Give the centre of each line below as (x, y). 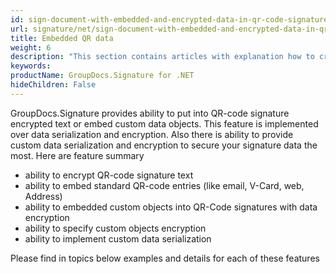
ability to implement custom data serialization (118, 238)
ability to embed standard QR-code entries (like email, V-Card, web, (164, 185)
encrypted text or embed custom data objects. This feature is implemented (164, 123)
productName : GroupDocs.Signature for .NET (102, 76)
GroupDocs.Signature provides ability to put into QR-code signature (150, 113)
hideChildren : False (53, 85)
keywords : (31, 66)
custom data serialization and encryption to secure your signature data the (164, 145)
